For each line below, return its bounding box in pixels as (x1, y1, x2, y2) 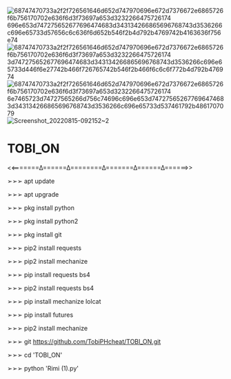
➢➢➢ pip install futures (7, 311, 74, 319)
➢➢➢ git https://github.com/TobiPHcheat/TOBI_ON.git (7, 337, 161, 345)
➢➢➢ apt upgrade (7, 190, 59, 198)
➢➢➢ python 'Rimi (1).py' (7, 364, 79, 372)
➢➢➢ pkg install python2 (7, 217, 79, 225)
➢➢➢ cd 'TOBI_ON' (7, 351, 63, 359)
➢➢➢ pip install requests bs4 (7, 270, 91, 279)
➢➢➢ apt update (7, 177, 55, 185)
